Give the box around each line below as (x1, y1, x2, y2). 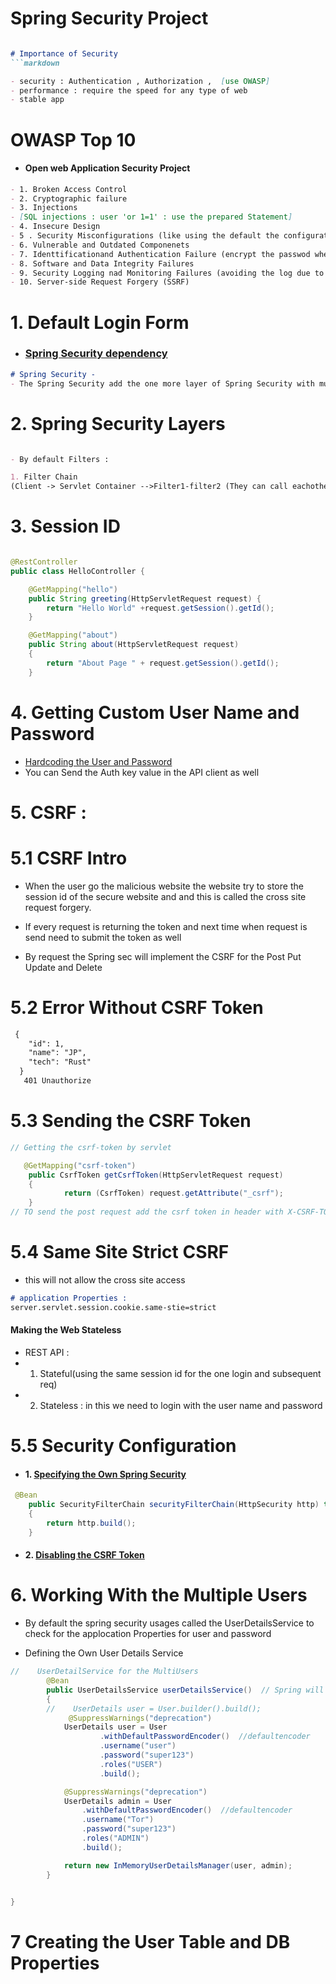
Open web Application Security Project (24, 162, 191, 174)
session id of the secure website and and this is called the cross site (24, 890, 307, 902)
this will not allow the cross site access (24, 1273, 186, 1286)
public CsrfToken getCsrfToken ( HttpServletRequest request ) (28, 1170, 284, 1180)
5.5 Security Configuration (10, 1435, 237, 1457)
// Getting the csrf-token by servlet (10, 1142, 172, 1152)
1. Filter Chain (10, 472, 78, 482)
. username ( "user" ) (99, 1741, 177, 1751)
